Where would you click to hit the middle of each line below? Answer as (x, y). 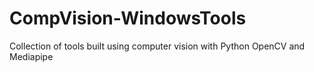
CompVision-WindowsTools (128, 18)
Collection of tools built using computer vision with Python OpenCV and (157, 46)
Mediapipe (31, 56)
